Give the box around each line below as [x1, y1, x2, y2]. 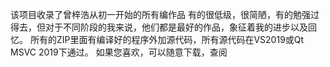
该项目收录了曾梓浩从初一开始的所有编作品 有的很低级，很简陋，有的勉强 [10, 9, 311, 20]
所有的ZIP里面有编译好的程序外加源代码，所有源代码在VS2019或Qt [29, 34, 305, 45]
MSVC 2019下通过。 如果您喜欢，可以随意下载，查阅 [10, 46, 228, 58]
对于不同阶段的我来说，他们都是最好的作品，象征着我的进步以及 [44, 21, 308, 33]
